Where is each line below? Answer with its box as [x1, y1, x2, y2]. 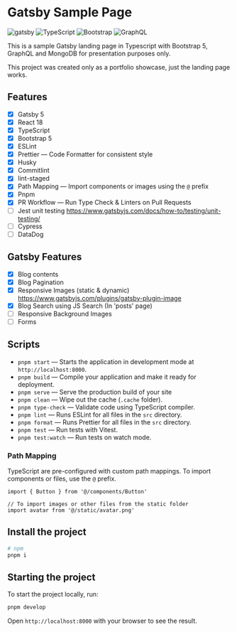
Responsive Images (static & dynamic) [17, 286, 130, 294]
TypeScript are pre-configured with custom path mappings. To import [7, 466, 211, 475]
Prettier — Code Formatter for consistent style [17, 150, 153, 159]
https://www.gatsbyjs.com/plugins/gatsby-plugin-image [17, 294, 182, 302]
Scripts [7, 338, 40, 350]
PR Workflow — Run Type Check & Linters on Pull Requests [17, 198, 192, 207]
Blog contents [17, 269, 59, 278]
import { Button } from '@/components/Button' [7, 488, 148, 495]
